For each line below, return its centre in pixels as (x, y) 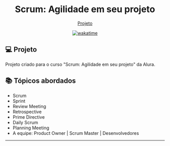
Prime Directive (29, 117)
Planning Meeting (31, 128)
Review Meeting (29, 106)
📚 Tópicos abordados (40, 81)
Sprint (19, 101)
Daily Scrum (25, 122)
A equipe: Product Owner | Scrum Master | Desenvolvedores (76, 133)
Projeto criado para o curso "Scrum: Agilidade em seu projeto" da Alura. (80, 64)
